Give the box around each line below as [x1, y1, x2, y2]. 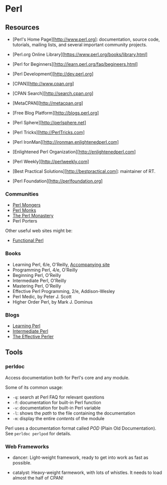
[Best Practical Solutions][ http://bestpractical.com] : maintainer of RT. [12, 168, 155, 174]
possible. [12, 459, 32, 465]
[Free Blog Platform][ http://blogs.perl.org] [12, 110, 99, 116]
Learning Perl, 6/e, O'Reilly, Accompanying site [12, 261, 110, 267]
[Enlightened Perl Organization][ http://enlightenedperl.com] [12, 149, 136, 155]
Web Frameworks [5, 443, 49, 450]
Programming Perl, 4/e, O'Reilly [12, 267, 78, 273]
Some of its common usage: [5, 384, 64, 390]
